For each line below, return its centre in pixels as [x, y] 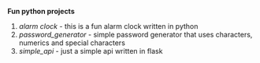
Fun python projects [41, 11]
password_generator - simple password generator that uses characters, [136, 35]
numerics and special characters [72, 43]
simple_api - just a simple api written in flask [91, 51]
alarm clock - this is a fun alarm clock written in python [108, 26]
